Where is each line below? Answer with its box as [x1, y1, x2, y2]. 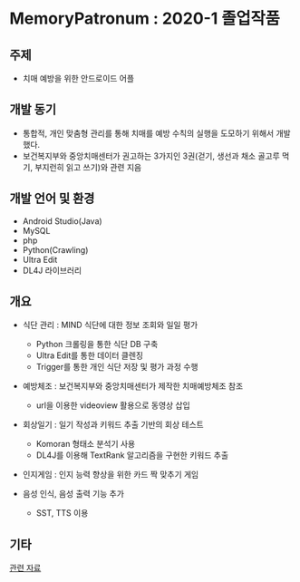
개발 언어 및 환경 [9, 191, 95, 207]
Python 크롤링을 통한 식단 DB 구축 [35, 339, 159, 350]
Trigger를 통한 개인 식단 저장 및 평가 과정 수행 [35, 362, 198, 373]
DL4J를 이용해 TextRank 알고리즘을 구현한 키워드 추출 [35, 450, 229, 461]
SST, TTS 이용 [35, 508, 89, 519]
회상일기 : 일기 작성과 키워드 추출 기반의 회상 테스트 [22, 419, 204, 431]
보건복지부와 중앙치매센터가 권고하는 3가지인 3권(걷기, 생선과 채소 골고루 [22, 150, 281, 161]
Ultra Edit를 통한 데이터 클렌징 [35, 350, 143, 361]
